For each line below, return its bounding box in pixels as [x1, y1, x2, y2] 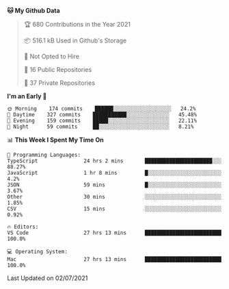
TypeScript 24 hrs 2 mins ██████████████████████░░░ [7, 158, 222, 164]
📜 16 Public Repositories [23, 66, 92, 73]
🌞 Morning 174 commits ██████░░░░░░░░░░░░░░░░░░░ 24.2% [7, 105, 196, 112]
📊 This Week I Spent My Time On [7, 136, 104, 144]
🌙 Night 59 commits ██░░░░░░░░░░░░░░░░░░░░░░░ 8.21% [7, 123, 194, 130]
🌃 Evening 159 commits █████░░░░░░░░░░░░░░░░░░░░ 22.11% [7, 117, 197, 124]
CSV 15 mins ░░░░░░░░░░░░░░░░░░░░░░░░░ [7, 205, 222, 212]
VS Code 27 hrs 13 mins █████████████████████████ [7, 229, 222, 236]
